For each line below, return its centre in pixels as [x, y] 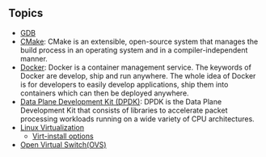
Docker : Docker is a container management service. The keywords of [136, 67]
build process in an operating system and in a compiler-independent [134, 50]
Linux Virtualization [52, 127]
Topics [26, 13]
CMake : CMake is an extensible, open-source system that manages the [139, 41]
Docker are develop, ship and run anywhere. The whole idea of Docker [138, 75]
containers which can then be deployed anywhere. [104, 93]
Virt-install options [63, 136]
